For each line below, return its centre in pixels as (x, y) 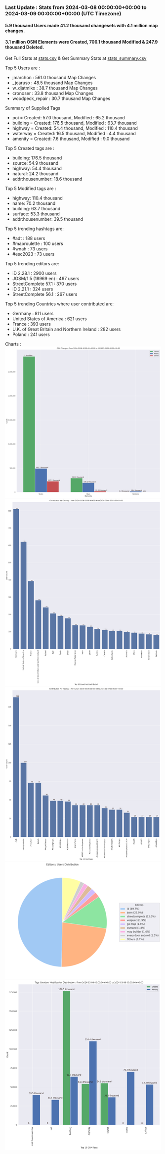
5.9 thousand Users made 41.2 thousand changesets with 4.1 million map (82, 25)
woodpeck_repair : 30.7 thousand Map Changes (61, 98)
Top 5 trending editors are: (32, 263)
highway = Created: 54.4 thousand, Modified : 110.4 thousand (75, 128)
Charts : (13, 344)
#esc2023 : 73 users (33, 254)
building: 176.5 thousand (37, 158)
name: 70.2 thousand (34, 203)
